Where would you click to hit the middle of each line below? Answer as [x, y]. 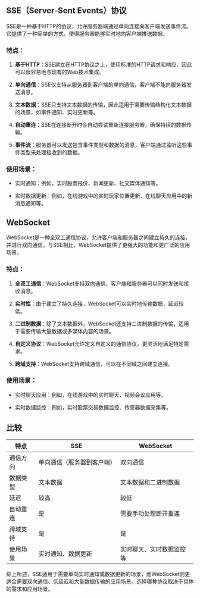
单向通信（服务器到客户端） [77, 462]
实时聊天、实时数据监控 [153, 549]
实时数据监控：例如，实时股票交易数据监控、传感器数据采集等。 [93, 407]
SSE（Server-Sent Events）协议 [66, 11]
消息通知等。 [30, 203]
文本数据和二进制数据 [150, 482]
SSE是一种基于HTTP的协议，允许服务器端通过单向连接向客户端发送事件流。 [99, 26]
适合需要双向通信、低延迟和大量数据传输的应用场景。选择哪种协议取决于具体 [100, 581]
